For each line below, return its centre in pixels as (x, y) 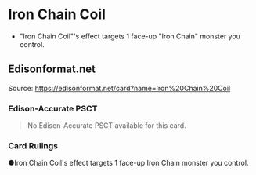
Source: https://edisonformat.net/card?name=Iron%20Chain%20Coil (119, 88)
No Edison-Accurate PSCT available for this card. (106, 126)
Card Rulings (33, 145)
